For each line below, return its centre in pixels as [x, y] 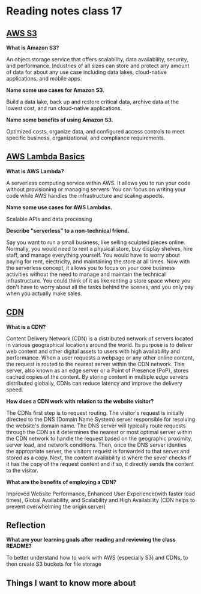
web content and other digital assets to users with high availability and [93, 351]
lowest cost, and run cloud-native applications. [64, 108]
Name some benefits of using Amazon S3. [60, 120]
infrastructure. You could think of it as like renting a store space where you [98, 280]
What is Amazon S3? [33, 47]
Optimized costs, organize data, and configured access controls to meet [95, 131]
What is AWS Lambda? [35, 171]
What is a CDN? [26, 326]
